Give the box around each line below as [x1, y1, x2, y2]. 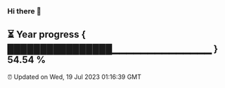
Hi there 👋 [7, 6, 42, 16]
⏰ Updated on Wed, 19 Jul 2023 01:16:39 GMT [7, 73, 142, 81]
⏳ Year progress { [7, 29, 86, 41]
